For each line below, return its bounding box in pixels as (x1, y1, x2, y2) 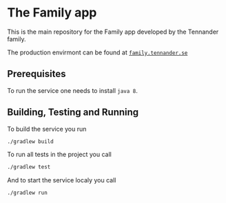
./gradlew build (7, 138, 54, 145)
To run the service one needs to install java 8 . (7, 86, 138, 94)
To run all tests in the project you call (7, 150, 112, 159)
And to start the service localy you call (7, 176, 116, 184)
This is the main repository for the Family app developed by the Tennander (7, 28, 219, 36)
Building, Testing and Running (7, 107, 139, 118)
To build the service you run (7, 125, 87, 133)
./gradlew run (7, 189, 48, 197)
